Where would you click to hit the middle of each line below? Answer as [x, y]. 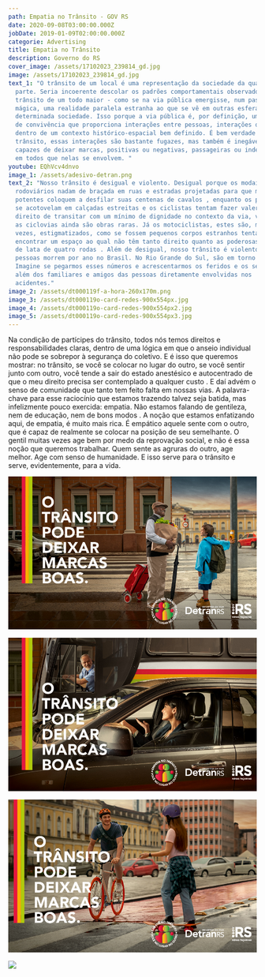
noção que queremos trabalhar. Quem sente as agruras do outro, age [121, 449]
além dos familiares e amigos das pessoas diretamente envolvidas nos [134, 275]
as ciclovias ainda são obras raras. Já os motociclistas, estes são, [134, 225]
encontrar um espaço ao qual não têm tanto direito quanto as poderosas [137, 241]
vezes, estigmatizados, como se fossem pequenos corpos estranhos [127, 233]
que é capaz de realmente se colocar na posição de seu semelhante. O [124, 432]
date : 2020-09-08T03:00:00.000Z [61, 25]
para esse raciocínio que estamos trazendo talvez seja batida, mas [138, 399]
